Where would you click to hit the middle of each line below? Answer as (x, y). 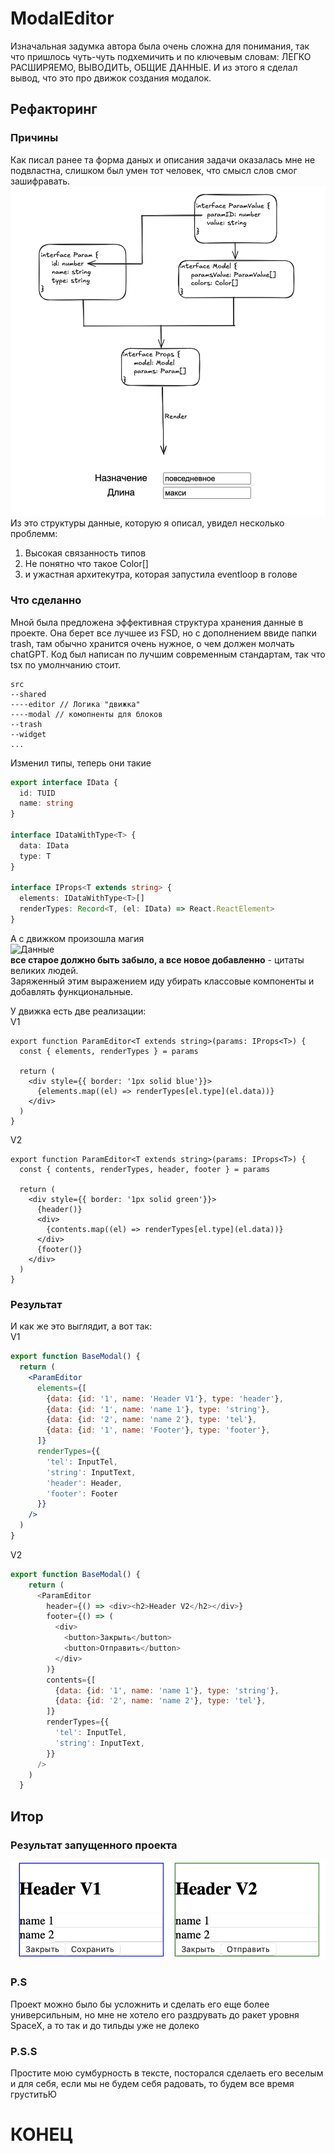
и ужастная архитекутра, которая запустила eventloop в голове (161, 574)
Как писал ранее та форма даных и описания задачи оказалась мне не (163, 159)
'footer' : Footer (82, 1493)
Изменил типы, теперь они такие (81, 763)
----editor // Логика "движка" (75, 704)
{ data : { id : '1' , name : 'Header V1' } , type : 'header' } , (165, 1398)
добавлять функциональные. (71, 991)
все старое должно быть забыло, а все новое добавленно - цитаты (157, 959)
